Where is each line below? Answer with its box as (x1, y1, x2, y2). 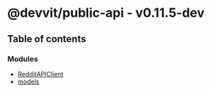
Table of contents (7, 33, 86, 45)
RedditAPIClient (17, 70, 64, 78)
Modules (7, 54, 39, 64)
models (17, 77, 40, 86)
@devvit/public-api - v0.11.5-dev (7, 5, 205, 21)
